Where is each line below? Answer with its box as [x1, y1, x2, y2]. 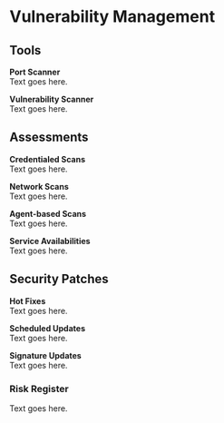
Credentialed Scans [9, 153, 86, 164]
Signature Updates [9, 349, 82, 360]
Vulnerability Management [9, 6, 216, 27]
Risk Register [9, 382, 70, 395]
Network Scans [9, 181, 70, 192]
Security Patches [9, 271, 109, 287]
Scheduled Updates [9, 322, 86, 333]
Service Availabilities [9, 235, 91, 246]
